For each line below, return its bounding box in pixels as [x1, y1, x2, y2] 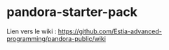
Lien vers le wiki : [6, 27, 57, 35]
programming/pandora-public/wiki [6, 34, 107, 42]
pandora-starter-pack [6, 4, 138, 20]
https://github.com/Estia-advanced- [58, 27, 162, 35]
